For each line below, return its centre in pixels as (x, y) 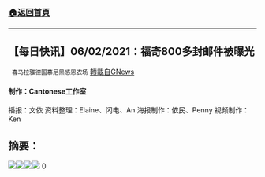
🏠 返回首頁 (29, 12)
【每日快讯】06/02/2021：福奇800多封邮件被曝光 (131, 52)
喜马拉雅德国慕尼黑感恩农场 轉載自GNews (73, 72)
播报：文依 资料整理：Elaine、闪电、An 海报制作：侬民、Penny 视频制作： (129, 110)
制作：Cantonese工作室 (47, 91)
